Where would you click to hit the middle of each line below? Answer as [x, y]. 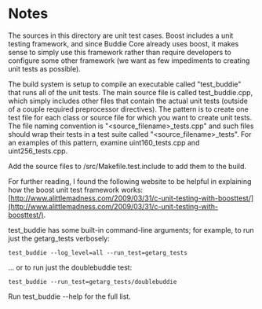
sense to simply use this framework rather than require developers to [120, 52]
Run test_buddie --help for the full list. [69, 296]
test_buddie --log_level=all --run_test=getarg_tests [98, 252]
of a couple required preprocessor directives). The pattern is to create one [128, 109]
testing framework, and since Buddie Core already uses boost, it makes [124, 43]
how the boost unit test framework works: [76, 189]
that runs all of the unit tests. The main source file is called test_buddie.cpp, [131, 92]
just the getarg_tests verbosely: [59, 238]
